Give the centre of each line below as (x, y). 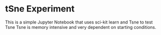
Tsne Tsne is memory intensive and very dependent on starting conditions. (81, 27)
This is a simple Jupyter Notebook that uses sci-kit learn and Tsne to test (79, 22)
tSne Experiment (40, 9)
